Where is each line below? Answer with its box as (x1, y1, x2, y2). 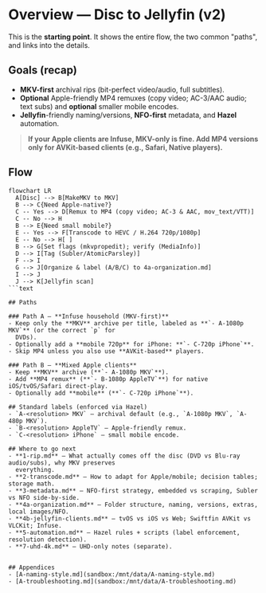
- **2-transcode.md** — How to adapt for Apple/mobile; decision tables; (8, 473, 259, 481)
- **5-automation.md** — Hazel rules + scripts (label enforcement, (8, 528, 241, 536)
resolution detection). (8, 536, 88, 544)
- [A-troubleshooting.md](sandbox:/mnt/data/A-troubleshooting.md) (8, 577, 237, 585)
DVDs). (15, 333, 37, 341)
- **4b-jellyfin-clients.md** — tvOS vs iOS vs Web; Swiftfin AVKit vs (8, 514, 251, 523)
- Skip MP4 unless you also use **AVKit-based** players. (8, 347, 205, 355)
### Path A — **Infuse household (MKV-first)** (8, 312, 170, 320)
